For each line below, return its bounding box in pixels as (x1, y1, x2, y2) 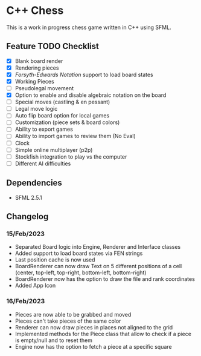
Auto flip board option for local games (14, 112, 110, 119)
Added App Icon (14, 282, 56, 289)
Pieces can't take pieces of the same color (14, 317, 121, 325)
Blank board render (14, 57, 63, 64)
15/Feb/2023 (6, 229, 45, 238)
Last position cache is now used (14, 256, 95, 263)
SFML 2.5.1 (14, 194, 42, 201)
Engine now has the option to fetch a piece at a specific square (14, 343, 172, 350)
